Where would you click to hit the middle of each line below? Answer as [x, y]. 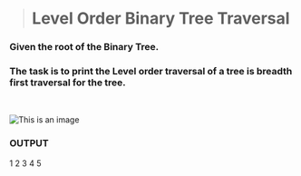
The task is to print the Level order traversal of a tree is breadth [151, 72]
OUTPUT [29, 143]
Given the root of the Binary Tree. [84, 47]
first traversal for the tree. [68, 83]
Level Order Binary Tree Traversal [160, 19]
